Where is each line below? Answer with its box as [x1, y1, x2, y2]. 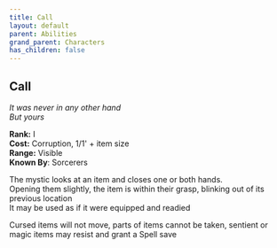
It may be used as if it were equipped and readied [9, 202, 191, 213]
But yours [9, 112, 44, 122]
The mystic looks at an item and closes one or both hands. [9, 174, 224, 184]
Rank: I [9, 128, 36, 139]
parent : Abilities [9, 29, 77, 38]
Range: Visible [9, 147, 63, 158]
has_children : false [9, 46, 86, 55]
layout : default [9, 21, 69, 30]
